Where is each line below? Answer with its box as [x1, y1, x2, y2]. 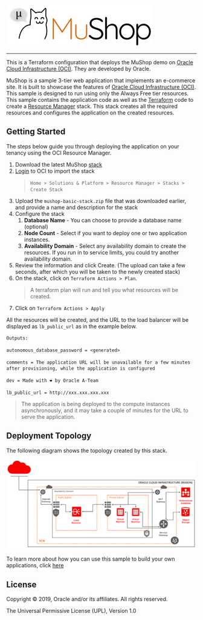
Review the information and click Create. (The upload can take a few [14, 261, 185, 268]
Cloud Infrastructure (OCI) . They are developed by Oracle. [6, 65, 151, 72]
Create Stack [30, 187, 63, 193]
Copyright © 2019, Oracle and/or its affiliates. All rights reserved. [6, 596, 168, 603]
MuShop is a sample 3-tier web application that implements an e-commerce [6, 77, 196, 84]
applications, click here [6, 562, 64, 569]
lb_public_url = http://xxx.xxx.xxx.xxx [6, 390, 110, 396]
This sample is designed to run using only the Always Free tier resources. [6, 90, 189, 97]
